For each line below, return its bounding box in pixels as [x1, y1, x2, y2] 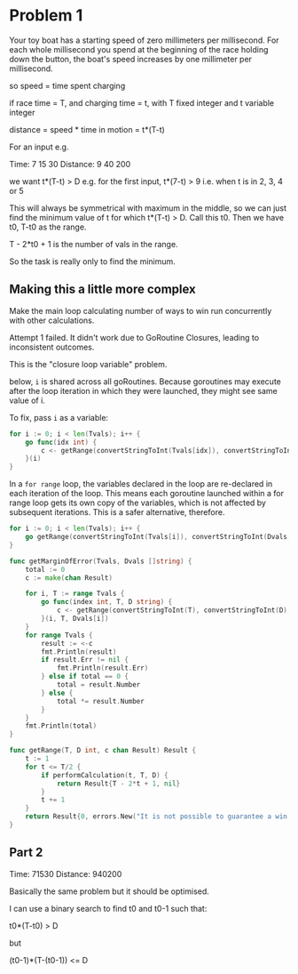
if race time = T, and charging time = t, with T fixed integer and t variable [9, 97, 275, 108]
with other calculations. [9, 315, 95, 326]
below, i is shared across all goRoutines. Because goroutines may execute [9, 375, 282, 387]
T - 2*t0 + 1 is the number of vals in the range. [9, 238, 179, 249]
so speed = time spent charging [9, 80, 126, 91]
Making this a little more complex [9, 282, 197, 297]
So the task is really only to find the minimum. [9, 255, 176, 267]
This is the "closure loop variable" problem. [9, 358, 168, 369]
